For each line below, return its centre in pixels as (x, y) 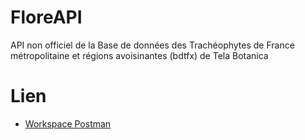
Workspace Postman (68, 123)
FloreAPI (46, 17)
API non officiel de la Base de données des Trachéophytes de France (152, 45)
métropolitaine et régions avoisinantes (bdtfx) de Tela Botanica (139, 55)
